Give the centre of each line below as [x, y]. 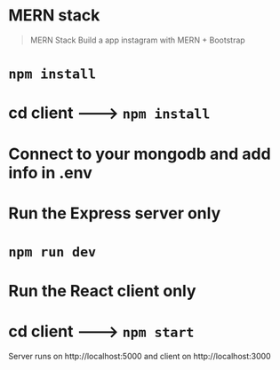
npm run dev [52, 252]
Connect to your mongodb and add [140, 154]
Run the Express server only [115, 213]
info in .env [50, 173]
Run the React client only [102, 291]
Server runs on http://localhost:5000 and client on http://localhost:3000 [140, 356]
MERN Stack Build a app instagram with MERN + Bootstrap [137, 40]
